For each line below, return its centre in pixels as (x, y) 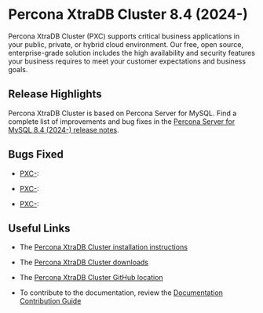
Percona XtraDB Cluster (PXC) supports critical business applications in (124, 36)
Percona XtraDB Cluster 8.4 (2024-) (128, 15)
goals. (18, 69)
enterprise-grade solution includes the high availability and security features (131, 53)
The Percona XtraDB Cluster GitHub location (91, 278)
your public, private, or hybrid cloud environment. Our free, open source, (126, 44)
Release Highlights (55, 95)
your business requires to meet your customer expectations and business (127, 61)
